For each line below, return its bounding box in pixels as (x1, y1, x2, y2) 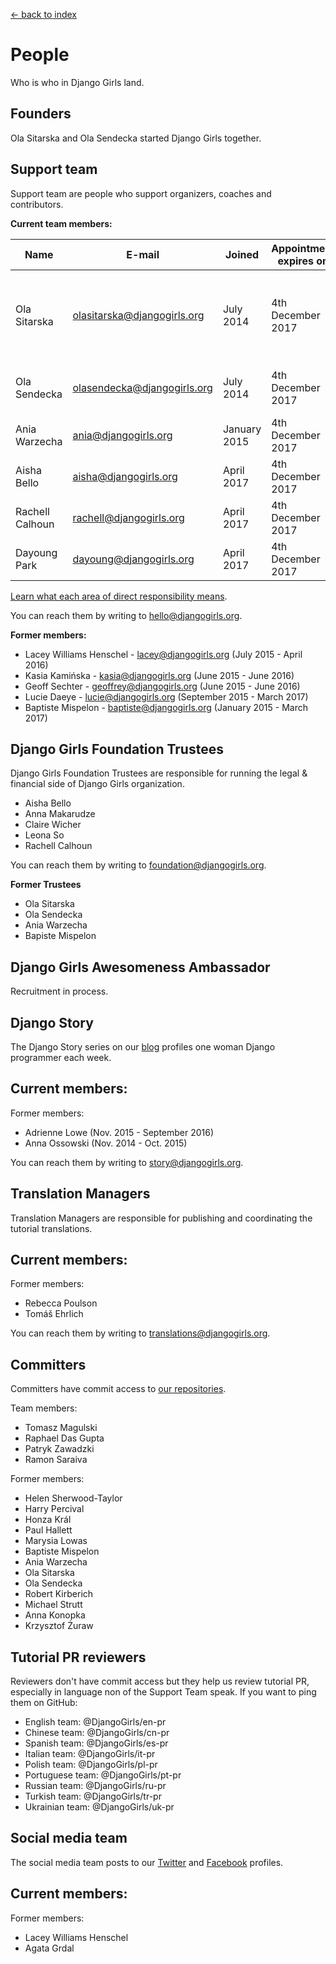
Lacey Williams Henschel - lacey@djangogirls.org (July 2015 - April (24, 648, 303, 660)
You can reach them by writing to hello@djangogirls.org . (10, 609, 243, 621)
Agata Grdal (24, 1942, 75, 1954)
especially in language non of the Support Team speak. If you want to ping (10, 1686, 317, 1698)
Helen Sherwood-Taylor (24, 1492, 123, 1504)
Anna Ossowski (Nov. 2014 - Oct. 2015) (24, 1137, 188, 1149)
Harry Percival (24, 1503, 85, 1515)
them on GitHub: (10, 1697, 78, 1709)
